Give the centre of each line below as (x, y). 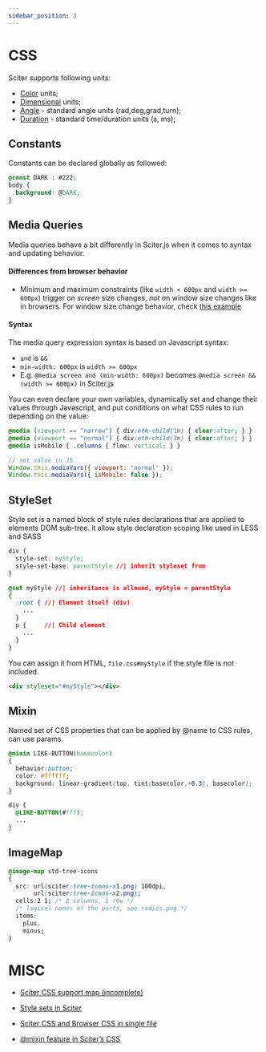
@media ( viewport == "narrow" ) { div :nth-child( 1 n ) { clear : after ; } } (130, 431)
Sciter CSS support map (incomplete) (82, 993)
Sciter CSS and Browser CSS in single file (89, 1024)
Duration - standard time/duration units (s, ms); (98, 119)
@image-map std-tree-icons (53, 871)
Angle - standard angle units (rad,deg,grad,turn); (101, 110)
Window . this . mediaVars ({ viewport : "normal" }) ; (91, 467)
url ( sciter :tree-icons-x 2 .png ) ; (87, 894)
